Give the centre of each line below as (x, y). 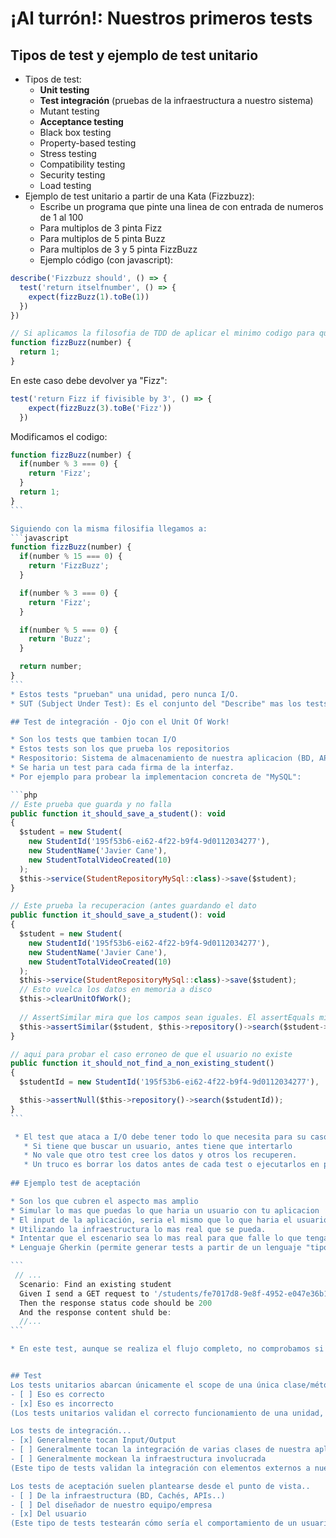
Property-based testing (88, 143)
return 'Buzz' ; (60, 639)
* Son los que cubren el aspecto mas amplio (104, 1201)
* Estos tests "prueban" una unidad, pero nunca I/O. (125, 694)
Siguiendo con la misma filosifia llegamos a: (109, 528)
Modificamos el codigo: (59, 436)
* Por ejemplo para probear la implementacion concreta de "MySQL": (156, 777)
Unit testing (64, 90)
